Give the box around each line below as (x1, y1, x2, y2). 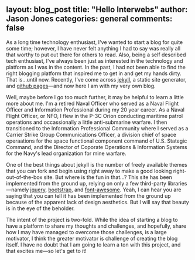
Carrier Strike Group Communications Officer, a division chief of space (6, 131, 177, 138)
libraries (167, 180, 187, 187)
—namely (6, 186, 29, 193)
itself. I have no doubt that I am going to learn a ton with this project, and (6, 241, 181, 248)
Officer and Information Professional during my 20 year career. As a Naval (6, 106, 184, 113)
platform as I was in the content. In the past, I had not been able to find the (6, 63, 186, 70)
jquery (30, 186, 46, 193)
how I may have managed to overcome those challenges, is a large (6, 228, 167, 235)
